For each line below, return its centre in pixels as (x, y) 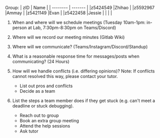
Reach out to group (39, 115)
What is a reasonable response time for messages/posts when (76, 56)
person (20, 28)
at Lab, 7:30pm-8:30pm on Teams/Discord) (72, 28)
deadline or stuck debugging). (43, 106)
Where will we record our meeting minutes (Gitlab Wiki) (68, 37)
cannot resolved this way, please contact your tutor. (65, 76)
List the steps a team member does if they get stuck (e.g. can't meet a (84, 101)
